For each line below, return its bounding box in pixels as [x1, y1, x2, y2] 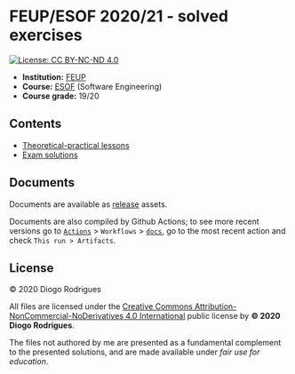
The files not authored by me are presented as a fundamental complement [9, 338, 282, 348]
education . [9, 356, 49, 367]
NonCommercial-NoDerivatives [9, 311, 124, 322]
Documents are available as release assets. [9, 198, 168, 210]
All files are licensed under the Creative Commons [9, 301, 193, 312]
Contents [9, 116, 62, 131]
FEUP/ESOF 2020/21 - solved [9, 6, 229, 27]
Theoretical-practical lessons [21, 139, 131, 150]
